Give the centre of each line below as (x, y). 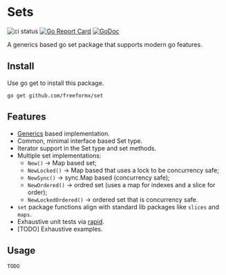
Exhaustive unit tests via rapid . (61, 221)
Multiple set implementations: (59, 155)
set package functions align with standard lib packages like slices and (118, 207)
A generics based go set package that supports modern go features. (105, 44)
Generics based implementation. (64, 133)
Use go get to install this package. (56, 83)
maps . (25, 214)
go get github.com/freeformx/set (55, 95)
